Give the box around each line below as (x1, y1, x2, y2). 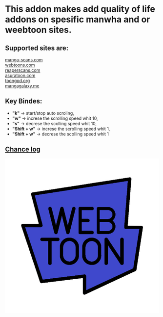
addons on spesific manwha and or (5, 14, 150, 25)
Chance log (5, 145, 41, 154)
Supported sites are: (5, 44, 69, 52)
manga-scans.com (5, 57, 43, 62)
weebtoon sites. (5, 25, 72, 35)
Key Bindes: (5, 97, 42, 106)
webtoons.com (5, 62, 35, 68)
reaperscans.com (5, 67, 41, 73)
